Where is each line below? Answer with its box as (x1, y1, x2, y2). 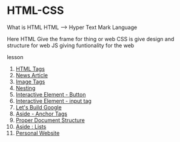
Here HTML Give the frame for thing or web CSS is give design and (7, 35, 175, 42)
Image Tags (15, 78, 45, 85)
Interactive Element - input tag (15, 97, 92, 105)
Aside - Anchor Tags (15, 110, 67, 117)
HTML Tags (15, 65, 45, 73)
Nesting (15, 84, 36, 91)
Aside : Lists (15, 123, 47, 130)
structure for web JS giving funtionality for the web (7, 42, 135, 49)
